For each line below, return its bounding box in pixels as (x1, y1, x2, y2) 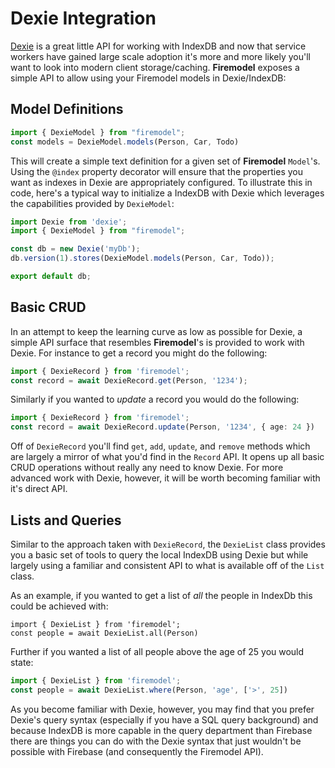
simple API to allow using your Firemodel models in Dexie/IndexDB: (10, 72, 287, 84)
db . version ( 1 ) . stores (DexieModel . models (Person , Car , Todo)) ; (10, 253, 275, 264)
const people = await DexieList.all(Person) (10, 628, 199, 638)
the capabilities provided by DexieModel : (10, 197, 175, 209)
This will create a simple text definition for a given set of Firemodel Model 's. (10, 155, 321, 167)
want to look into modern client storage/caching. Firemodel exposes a (10, 61, 300, 73)
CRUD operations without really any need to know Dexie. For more (10, 462, 284, 474)
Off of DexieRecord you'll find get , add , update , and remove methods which (10, 440, 311, 452)
